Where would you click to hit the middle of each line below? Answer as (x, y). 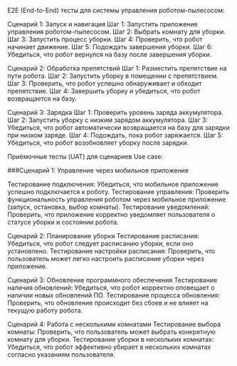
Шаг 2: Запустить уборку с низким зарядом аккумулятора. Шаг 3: (108, 120)
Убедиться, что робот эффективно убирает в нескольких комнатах (109, 347)
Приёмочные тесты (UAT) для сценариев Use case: (85, 157)
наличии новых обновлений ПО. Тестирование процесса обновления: (114, 295)
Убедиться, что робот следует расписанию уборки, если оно (100, 243)
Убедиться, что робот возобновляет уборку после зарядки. (98, 143)
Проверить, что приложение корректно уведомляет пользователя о (111, 214)
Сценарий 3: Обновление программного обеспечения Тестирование (112, 280)
